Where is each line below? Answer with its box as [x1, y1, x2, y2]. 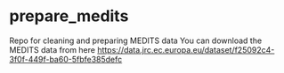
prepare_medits [9, 6, 129, 26]
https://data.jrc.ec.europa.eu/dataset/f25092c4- [97, 44, 275, 55]
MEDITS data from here [9, 44, 96, 55]
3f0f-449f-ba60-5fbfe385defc [9, 54, 123, 64]
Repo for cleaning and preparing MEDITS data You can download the [9, 35, 263, 46]
